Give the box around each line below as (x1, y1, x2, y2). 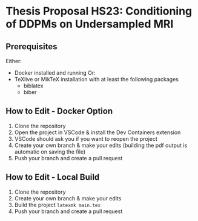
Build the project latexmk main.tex (14, 201, 101, 208)
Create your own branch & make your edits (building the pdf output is (14, 141, 188, 149)
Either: (5, 58, 22, 64)
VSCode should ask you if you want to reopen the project (14, 135, 158, 142)
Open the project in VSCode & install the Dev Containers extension (14, 129, 181, 136)
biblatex (23, 82, 44, 89)
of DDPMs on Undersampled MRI (5, 17, 174, 31)
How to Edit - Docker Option (5, 106, 113, 117)
